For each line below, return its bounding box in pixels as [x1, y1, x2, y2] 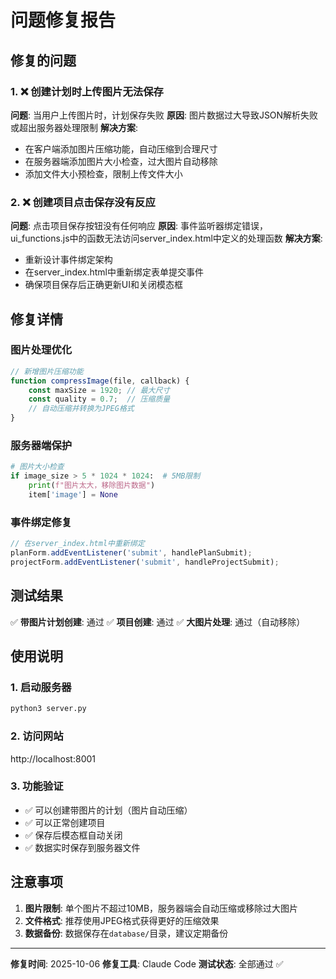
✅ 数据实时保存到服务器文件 [24, 841, 141, 853]
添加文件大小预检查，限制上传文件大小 [24, 167, 183, 180]
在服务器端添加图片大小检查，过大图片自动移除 [24, 155, 218, 167]
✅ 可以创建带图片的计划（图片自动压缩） [24, 804, 193, 816]
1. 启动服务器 [10, 680, 72, 694]
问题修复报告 [10, 9, 117, 32]
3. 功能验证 [10, 779, 64, 793]
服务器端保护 [10, 439, 73, 453]
